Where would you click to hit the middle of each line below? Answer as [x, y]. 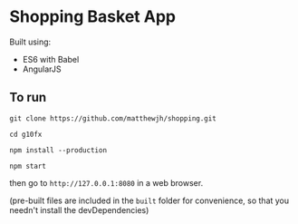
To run [28, 97]
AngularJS [42, 69]
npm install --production [58, 150]
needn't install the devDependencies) [79, 209]
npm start [28, 166]
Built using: [30, 42]
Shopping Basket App [93, 17]
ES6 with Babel [51, 59]
